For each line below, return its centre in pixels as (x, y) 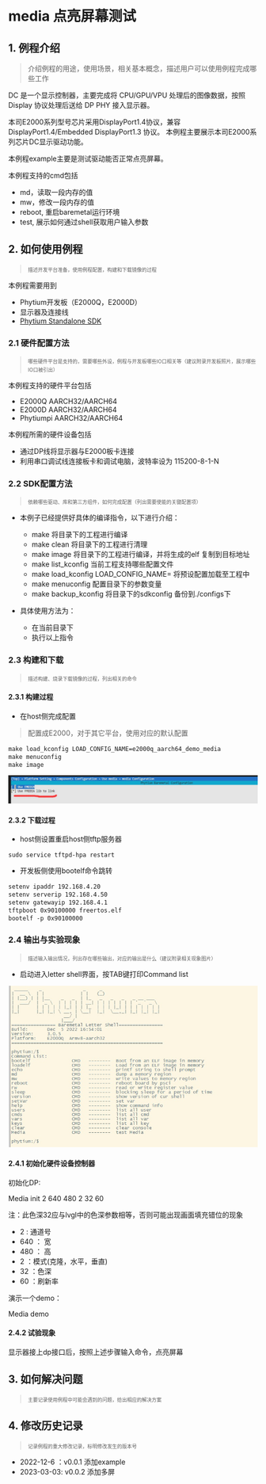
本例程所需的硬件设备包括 (50, 435)
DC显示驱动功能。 (59, 142)
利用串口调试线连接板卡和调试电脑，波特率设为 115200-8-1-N (119, 461)
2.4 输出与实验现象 (44, 940)
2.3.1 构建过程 (31, 697)
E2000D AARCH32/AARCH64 (68, 410)
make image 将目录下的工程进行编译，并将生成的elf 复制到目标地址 (141, 555)
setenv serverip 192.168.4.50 (58, 895)
